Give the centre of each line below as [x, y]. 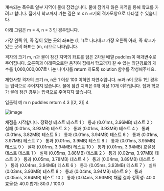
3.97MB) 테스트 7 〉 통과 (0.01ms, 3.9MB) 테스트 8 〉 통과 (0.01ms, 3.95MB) [80, 141]
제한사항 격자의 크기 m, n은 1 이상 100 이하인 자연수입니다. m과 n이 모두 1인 [77, 80]
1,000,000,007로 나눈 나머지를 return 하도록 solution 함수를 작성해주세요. [85, 69]
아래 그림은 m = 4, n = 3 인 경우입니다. [42, 30]
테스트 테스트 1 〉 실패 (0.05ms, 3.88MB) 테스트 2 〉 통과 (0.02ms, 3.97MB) [80, 153]
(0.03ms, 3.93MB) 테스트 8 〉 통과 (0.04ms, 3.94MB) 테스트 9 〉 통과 [74, 171]
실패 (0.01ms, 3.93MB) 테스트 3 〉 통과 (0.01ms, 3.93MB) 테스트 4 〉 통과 [77, 128]
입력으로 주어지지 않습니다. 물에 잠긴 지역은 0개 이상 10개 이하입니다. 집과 [80, 86]
